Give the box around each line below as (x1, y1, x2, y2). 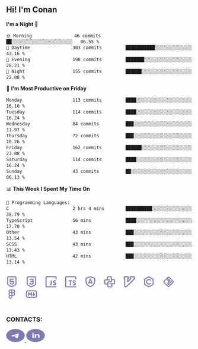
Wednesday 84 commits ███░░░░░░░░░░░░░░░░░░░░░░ (6, 121, 193, 127)
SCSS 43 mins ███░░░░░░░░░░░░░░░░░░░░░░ (6, 241, 193, 247)
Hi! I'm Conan (6, 5, 58, 15)
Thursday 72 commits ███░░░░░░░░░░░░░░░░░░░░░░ (6, 133, 193, 139)
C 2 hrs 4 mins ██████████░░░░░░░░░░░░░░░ (6, 205, 193, 212)
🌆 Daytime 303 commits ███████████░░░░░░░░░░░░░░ (6, 45, 193, 51)
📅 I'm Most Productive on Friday (6, 84, 87, 92)
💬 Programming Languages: (6, 199, 70, 206)
